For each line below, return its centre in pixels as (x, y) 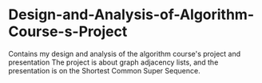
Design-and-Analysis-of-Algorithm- (131, 15)
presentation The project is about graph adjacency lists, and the (113, 62)
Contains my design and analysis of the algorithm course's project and (125, 53)
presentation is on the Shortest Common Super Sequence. (105, 70)
